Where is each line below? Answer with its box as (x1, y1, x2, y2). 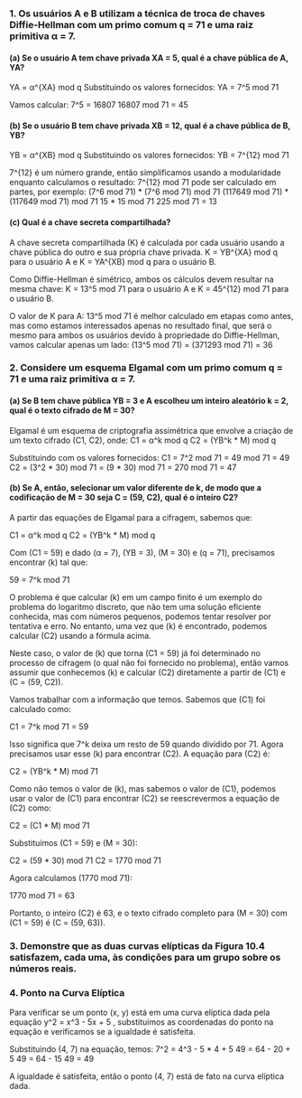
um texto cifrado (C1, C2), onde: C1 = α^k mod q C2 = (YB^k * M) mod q (9, 435, 277, 446)
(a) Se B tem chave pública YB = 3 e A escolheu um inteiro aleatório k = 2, (9, 396, 289, 407)
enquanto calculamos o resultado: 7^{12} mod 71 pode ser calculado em (9, 177, 277, 188)
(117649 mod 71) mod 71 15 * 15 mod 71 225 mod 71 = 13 (9, 196, 218, 207)
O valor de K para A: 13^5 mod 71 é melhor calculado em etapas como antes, (9, 310, 294, 321)
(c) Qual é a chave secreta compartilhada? (9, 216, 171, 228)
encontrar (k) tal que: (9, 557, 88, 568)
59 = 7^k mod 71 (9, 574, 70, 585)
